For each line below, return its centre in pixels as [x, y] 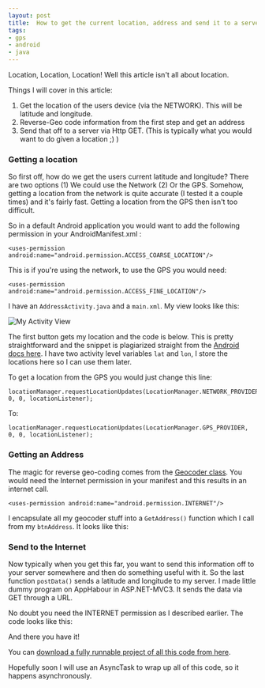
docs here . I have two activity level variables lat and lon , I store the [118, 353]
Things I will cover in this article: [60, 90]
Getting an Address [46, 455]
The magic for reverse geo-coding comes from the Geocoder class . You [125, 472]
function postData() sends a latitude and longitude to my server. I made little [132, 580]
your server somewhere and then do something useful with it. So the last [126, 572]
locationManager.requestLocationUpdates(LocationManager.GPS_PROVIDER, [128, 428]
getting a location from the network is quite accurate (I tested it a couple [125, 194]
